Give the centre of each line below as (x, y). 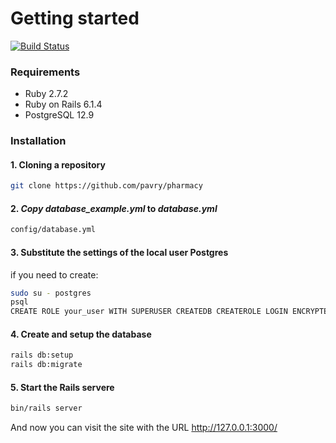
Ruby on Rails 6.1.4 (63, 104)
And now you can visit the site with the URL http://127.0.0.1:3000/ (144, 428)
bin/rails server (46, 408)
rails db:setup (42, 355)
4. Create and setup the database (81, 334)
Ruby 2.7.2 (46, 94)
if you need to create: (54, 274)
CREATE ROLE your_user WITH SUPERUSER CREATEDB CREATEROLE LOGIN (149, 312)
